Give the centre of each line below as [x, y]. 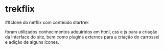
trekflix [20, 9]
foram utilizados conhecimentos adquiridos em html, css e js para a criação [81, 32]
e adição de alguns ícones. [32, 42]
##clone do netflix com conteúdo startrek [47, 22]
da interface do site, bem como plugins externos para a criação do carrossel [82, 37]
